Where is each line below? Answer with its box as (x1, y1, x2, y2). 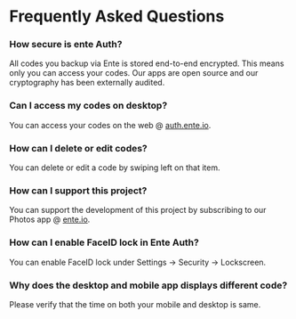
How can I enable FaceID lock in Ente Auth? (9, 236, 200, 249)
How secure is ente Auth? (9, 38, 123, 51)
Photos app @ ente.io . (9, 214, 91, 225)
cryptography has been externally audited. (9, 78, 165, 88)
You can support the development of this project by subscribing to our (9, 205, 267, 216)
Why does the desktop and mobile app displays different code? (9, 279, 288, 291)
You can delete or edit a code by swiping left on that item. (9, 162, 220, 173)
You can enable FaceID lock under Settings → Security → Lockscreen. (9, 257, 267, 267)
